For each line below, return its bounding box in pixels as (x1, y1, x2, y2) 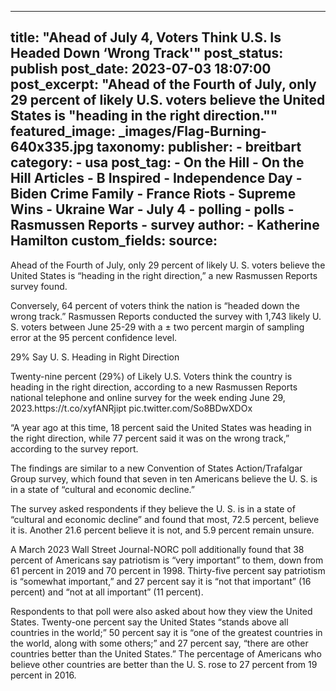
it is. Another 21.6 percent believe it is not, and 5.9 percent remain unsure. (10, 524, 315, 536)
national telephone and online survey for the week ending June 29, (10, 391, 286, 403)
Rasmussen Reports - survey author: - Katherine (10, 217, 320, 234)
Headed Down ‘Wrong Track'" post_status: (10, 45, 284, 62)
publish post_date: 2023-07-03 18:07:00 (10, 61, 272, 78)
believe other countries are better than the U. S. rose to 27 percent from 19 (10, 658, 318, 670)
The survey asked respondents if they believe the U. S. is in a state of (10, 502, 296, 515)
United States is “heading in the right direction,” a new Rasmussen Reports (10, 269, 318, 281)
